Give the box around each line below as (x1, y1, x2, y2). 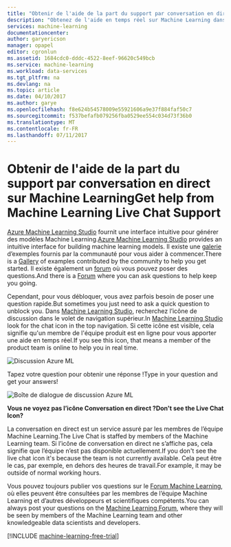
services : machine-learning (7, 23, 88, 30)
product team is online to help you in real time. (7, 343, 139, 352)
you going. (7, 279, 38, 288)
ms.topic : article (7, 87, 60, 94)
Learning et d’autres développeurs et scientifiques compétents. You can (7, 497, 210, 505)
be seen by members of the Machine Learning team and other (7, 511, 183, 519)
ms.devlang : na (7, 81, 51, 87)
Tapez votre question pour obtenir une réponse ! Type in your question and (7, 370, 218, 378)
